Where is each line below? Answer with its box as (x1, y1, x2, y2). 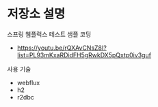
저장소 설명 (7, 6, 66, 22)
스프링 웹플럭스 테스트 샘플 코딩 (7, 30, 92, 38)
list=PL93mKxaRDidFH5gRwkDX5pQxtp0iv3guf (16, 50, 152, 59)
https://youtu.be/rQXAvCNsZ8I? (16, 44, 107, 52)
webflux (16, 78, 40, 87)
